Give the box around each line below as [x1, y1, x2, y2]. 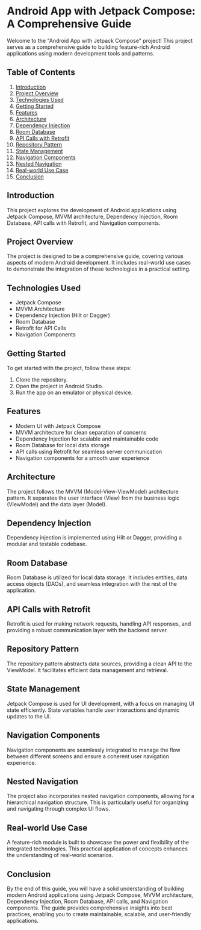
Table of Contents [7, 68, 76, 78]
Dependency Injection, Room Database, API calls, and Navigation [7, 897, 168, 905]
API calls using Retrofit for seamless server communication [15, 448, 162, 455]
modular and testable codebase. [7, 541, 87, 548]
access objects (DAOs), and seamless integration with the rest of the [7, 580, 177, 588]
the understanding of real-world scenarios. [7, 852, 114, 859]
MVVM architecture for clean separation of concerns [15, 429, 147, 436]
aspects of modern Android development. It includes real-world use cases [7, 259, 191, 266]
